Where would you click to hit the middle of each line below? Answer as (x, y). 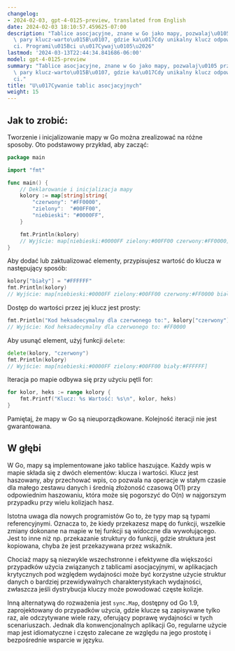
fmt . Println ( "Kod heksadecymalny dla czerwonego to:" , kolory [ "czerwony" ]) (120, 321)
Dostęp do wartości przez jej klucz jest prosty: (74, 308)
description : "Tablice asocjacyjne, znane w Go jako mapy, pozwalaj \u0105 (119, 33)
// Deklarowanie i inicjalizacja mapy (76, 189)
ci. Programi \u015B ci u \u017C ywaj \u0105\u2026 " (84, 46)
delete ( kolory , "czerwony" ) (48, 353)
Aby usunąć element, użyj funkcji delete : (66, 340)
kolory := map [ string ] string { (64, 196)
